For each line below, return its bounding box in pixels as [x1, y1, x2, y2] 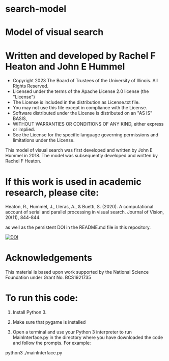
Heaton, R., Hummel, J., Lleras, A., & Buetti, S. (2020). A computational [5, 204, 154, 210]
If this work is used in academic [5, 176, 142, 187]
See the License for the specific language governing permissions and [12, 132, 159, 138]
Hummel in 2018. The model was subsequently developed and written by [5, 153, 158, 159]
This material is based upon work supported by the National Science [5, 269, 149, 275]
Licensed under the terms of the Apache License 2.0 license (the [12, 88, 149, 94]
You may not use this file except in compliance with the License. [12, 105, 148, 111]
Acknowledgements [5, 252, 93, 263]
